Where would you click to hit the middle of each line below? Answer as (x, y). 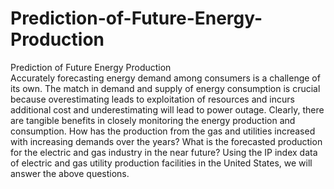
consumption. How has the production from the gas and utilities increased (163, 131)
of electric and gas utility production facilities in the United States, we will (161, 163)
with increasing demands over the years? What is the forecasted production (166, 141)
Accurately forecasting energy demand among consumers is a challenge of (165, 78)
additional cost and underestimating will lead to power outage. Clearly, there (167, 109)
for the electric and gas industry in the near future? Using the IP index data (164, 152)
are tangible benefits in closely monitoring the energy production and (153, 120)
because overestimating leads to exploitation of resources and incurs (152, 99)
